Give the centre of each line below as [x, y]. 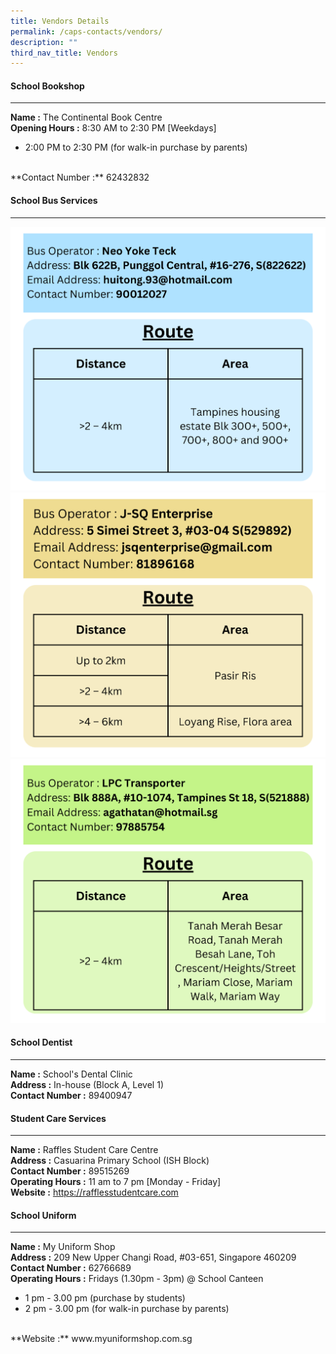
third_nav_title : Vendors [64, 53]
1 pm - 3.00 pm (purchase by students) [105, 1298]
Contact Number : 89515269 [70, 1171]
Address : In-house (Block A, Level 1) [87, 1084]
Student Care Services [58, 1118]
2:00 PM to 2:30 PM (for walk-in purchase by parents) [136, 147]
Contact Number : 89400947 [71, 1095]
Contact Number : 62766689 [71, 1268]
